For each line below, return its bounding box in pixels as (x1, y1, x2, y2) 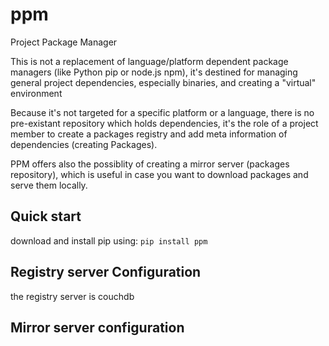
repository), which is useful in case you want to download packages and (10, 168, 309, 180)
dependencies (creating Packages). (10, 138, 158, 150)
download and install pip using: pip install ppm (10, 234, 208, 247)
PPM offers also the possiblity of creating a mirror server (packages (10, 158, 290, 170)
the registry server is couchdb (10, 290, 135, 302)
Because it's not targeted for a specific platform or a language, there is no (10, 106, 315, 118)
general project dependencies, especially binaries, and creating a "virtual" (10, 76, 317, 88)
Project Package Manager (10, 36, 118, 48)
